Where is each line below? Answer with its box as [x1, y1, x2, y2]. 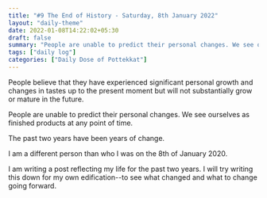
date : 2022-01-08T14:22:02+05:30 [8, 26, 119, 34]
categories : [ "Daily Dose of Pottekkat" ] [8, 56, 148, 64]
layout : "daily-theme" [8, 19, 83, 27]
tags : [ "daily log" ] [8, 48, 77, 56]
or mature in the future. [8, 94, 84, 104]
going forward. [8, 181, 57, 190]
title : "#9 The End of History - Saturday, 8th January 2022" [8, 11, 219, 20]
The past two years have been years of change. [8, 133, 165, 143]
